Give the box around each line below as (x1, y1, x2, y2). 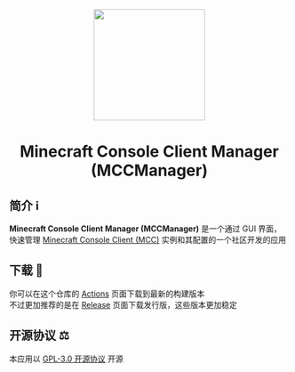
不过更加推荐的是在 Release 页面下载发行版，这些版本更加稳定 (9, 299, 237, 310)
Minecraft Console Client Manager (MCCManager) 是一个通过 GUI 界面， (9, 223, 283, 234)
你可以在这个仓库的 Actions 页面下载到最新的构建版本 (9, 288, 205, 299)
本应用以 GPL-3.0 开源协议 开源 (9, 353, 124, 364)
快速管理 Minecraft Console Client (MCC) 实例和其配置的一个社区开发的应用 (9, 235, 287, 245)
